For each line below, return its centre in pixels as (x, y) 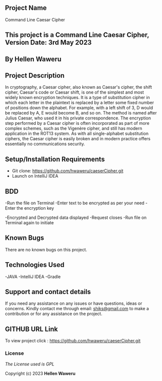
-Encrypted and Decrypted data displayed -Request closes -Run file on (76, 217)
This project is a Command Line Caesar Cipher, (77, 35)
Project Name (26, 8)
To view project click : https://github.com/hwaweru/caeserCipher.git (73, 341)
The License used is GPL (30, 364)
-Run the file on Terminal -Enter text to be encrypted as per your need (75, 203)
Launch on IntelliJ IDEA (35, 176)
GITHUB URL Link (31, 329)
